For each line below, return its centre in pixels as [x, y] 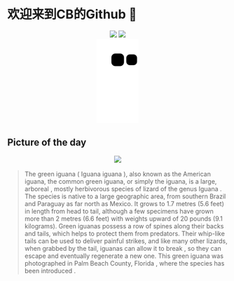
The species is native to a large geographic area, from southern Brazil [125, 196]
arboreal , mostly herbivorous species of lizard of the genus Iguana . [123, 189]
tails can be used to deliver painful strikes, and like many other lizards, [126, 241]
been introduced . [50, 270]
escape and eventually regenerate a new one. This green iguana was [124, 256]
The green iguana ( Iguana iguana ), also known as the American [118, 174]
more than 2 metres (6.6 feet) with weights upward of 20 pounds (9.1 [123, 219]
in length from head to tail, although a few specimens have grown [119, 211]
